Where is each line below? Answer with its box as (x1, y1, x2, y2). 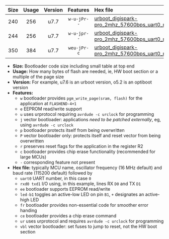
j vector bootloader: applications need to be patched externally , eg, (20, 117, 161, 122)
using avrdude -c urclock (20, 122, 74, 128)
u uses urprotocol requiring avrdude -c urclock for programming (20, 111, 154, 117)
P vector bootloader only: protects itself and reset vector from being (20, 133, 161, 138)
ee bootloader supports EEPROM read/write (20, 186, 111, 192)
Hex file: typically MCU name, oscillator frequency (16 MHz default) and (12, 165, 162, 171)
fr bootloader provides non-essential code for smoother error (20, 202, 148, 208)
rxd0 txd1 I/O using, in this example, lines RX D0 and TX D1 (20, 181, 141, 187)
